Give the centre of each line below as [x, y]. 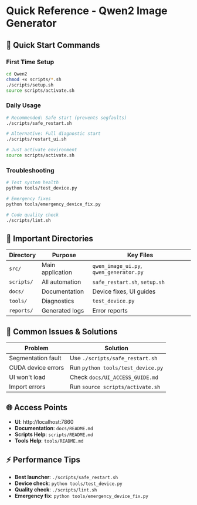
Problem [36, 348]
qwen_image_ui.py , [117, 266]
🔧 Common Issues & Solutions [62, 332]
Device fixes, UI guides [124, 291]
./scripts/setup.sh [30, 85]
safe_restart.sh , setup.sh [129, 282]
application [57, 273]
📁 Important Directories [50, 239]
